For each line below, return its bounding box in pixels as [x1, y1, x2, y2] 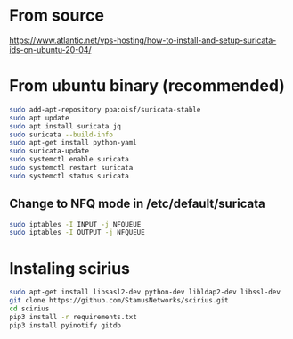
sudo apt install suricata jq [9, 121, 122, 130]
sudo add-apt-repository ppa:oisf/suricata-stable [9, 104, 201, 114]
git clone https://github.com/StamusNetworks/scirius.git [9, 296, 229, 305]
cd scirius [9, 304, 50, 313]
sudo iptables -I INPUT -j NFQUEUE [9, 219, 142, 228]
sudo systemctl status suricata [9, 171, 129, 180]
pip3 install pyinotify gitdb [9, 320, 122, 330]
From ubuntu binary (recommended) [9, 76, 285, 96]
